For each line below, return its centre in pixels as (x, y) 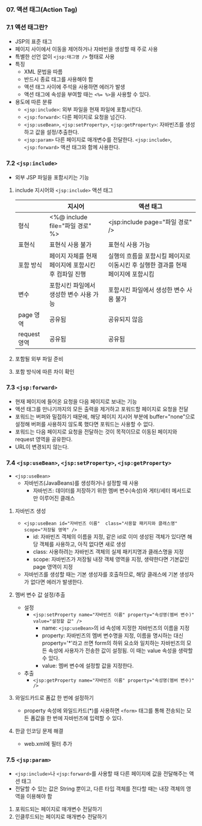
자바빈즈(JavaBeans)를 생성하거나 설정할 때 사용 (81, 483)
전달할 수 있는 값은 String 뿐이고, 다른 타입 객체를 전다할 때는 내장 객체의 (100, 789)
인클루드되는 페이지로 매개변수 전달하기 (61, 817)
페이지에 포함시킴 (131, 274)
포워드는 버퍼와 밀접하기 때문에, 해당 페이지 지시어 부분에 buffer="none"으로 (105, 416)
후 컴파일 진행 (67, 274)
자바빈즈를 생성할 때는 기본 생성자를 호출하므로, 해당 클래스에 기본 (101, 574)
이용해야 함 (39, 796)
